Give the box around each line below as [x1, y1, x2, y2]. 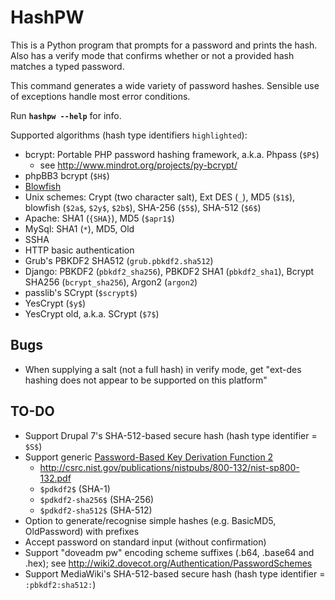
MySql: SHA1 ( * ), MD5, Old [24, 222, 135, 235]
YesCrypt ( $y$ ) [24, 297, 87, 309]
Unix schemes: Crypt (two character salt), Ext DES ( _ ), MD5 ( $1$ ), [24, 191, 296, 203]
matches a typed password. [10, 60, 125, 72]
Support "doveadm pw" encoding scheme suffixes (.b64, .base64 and [24, 546, 315, 558]
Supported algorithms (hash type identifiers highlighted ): [10, 129, 248, 141]
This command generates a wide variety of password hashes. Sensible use [10, 79, 320, 91]
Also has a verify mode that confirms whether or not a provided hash [10, 49, 295, 61]
